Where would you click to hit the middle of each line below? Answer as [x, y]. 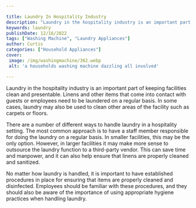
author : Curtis [25, 44]
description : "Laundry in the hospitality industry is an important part [99, 22]
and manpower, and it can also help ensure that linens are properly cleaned [97, 156]
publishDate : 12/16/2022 [36, 33]
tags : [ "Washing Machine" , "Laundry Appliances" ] [68, 39]
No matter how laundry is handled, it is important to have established [89, 173]
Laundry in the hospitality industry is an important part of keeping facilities [96, 88]
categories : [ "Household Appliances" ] [54, 50]
